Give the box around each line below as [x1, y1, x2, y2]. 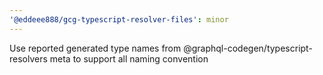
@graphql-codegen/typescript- [183, 42, 313, 54]
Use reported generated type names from [9, 42, 182, 54]
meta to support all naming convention [49, 52, 209, 65]
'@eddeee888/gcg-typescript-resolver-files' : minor [9, 14, 229, 25]
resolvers [9, 52, 48, 65]
